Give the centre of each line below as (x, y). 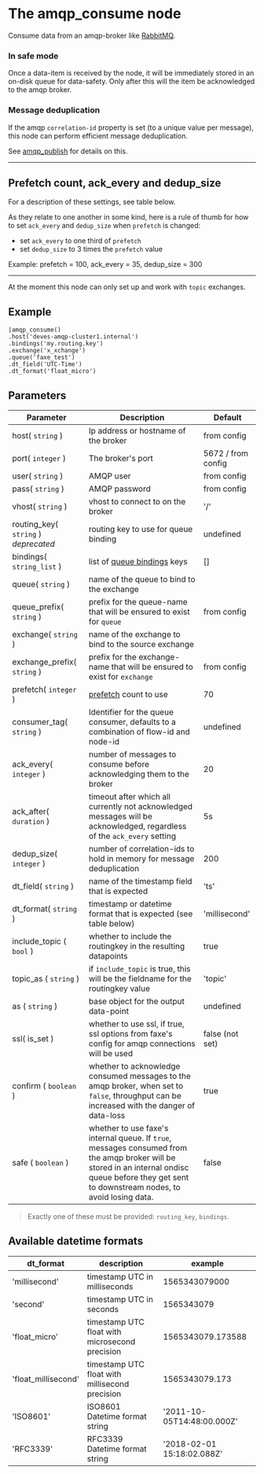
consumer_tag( (40, 722)
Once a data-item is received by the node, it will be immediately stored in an (131, 73)
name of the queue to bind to (142, 579)
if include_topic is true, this (139, 969)
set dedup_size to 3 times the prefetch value (91, 249)
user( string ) (38, 475)
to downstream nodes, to (134, 1187)
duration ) (31, 821)
